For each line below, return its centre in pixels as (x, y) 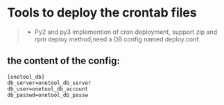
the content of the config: (63, 61)
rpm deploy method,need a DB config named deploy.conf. (117, 39)
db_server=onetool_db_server (49, 83)
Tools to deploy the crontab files (102, 13)
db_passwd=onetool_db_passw (48, 95)
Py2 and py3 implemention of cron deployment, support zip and (126, 32)
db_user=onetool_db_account (48, 89)
